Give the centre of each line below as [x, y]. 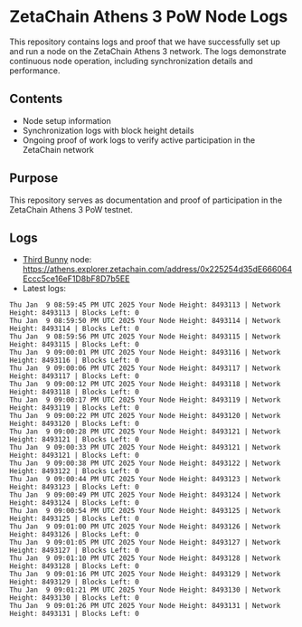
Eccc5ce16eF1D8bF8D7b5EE [76, 279]
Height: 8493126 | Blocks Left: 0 [75, 535]
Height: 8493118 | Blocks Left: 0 [75, 392]
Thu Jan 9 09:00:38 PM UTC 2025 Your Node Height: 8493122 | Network [145, 463]
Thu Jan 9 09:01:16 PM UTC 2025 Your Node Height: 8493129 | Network [145, 575]
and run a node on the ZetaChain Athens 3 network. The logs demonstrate [148, 51]
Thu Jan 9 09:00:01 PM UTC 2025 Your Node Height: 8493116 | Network [145, 353]
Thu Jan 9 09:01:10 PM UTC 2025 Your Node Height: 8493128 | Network [145, 558]
